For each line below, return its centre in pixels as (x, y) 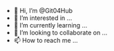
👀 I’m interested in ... (43, 18)
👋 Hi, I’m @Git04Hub (43, 11)
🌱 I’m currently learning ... (50, 25)
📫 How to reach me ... (46, 40)
